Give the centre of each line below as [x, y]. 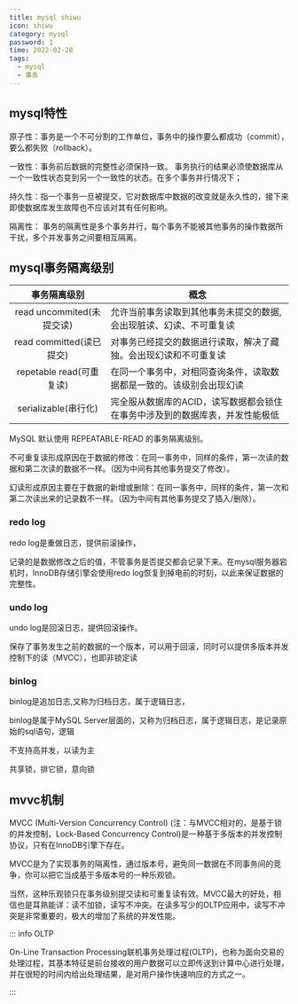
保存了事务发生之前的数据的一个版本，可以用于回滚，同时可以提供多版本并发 [149, 646]
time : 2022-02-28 [41, 51]
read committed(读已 [58, 342]
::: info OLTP [32, 934]
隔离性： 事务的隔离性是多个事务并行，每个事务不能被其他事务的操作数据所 [146, 226]
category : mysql [39, 34]
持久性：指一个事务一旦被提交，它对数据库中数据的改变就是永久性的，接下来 [149, 196]
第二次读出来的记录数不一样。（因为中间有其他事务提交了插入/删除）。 [135, 498]
